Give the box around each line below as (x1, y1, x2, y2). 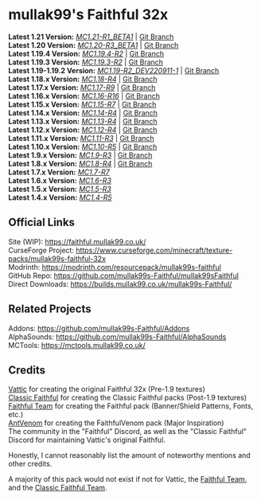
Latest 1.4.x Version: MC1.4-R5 (8, 193, 113, 202)
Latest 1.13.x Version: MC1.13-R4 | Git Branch (8, 116, 158, 126)
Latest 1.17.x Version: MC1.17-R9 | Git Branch (8, 82, 156, 92)
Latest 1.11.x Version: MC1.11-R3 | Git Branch (8, 133, 155, 143)
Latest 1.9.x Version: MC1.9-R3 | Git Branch (8, 150, 153, 160)
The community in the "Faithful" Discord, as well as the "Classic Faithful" (8, 427, 247, 436)
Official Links (8, 216, 76, 229)
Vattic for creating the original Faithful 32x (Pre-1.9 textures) (8, 385, 205, 394)
